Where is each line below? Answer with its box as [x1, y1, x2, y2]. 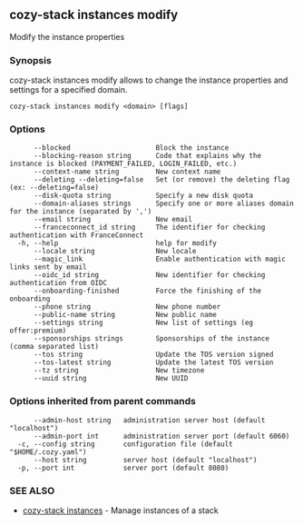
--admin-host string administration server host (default [33, 415, 266, 425]
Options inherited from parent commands [9, 395, 197, 408]
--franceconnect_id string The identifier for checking [33, 223, 266, 233]
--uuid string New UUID [33, 374, 189, 383]
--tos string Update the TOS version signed [33, 350, 274, 360]
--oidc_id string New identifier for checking [33, 271, 266, 280]
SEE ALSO [9, 484, 55, 497]
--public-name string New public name [33, 311, 218, 320]
